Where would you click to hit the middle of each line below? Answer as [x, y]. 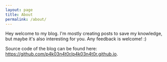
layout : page [19, 10]
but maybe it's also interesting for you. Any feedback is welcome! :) [76, 39]
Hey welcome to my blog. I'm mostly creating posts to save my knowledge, [84, 34]
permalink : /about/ [26, 19]
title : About [19, 15]
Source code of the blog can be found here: [51, 49]
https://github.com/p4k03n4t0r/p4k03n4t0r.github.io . [62, 54]
